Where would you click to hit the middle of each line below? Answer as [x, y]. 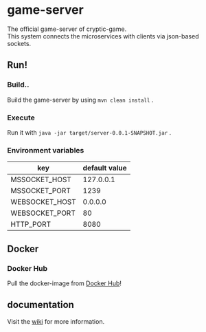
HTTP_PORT [31, 224]
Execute [21, 118]
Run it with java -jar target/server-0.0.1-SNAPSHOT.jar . [89, 132]
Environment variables [46, 150]
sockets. [19, 43]
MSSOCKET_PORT [41, 191]
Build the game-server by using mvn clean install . [80, 100]
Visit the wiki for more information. [56, 321]
